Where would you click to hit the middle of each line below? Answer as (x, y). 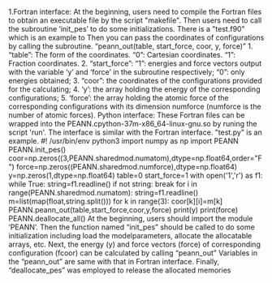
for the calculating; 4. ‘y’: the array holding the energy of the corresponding (134, 89)
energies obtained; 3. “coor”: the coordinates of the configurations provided (135, 81)
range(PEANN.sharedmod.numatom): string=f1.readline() (104, 193)
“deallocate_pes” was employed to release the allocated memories (120, 270)
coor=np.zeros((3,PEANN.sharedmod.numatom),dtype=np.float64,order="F (135, 158)
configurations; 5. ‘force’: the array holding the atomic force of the (119, 98)
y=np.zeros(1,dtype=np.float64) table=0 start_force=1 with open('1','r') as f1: (136, 175)
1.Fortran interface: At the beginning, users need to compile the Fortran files (135, 12)
